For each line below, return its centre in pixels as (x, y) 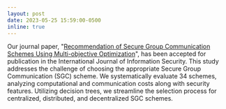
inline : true (26, 27)
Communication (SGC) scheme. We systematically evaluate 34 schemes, (112, 76)
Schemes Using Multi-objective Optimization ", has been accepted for (107, 54)
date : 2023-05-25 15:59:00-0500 (54, 20)
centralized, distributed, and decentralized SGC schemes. (90, 99)
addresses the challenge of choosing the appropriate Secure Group (104, 69)
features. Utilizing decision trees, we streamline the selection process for (112, 91)
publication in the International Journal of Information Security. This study (113, 61)
